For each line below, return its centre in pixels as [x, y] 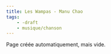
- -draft [27, 22]
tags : [13, 17]
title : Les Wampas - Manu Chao [45, 11]
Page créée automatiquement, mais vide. [56, 45]
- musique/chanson [39, 28]
